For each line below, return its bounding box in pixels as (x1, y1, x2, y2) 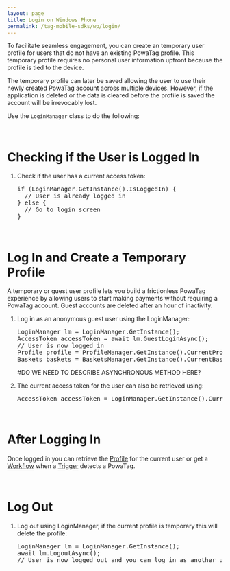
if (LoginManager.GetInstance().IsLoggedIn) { (16, 185, 177, 193)
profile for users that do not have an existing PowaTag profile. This (7, 49, 194, 57)
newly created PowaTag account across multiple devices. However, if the (7, 84, 214, 93)
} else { (16, 199, 47, 207)
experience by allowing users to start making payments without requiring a (7, 294, 218, 303)
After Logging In (7, 432, 101, 447)
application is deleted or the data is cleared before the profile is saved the (7, 91, 216, 100)
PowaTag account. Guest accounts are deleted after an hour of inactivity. (7, 301, 213, 310)
